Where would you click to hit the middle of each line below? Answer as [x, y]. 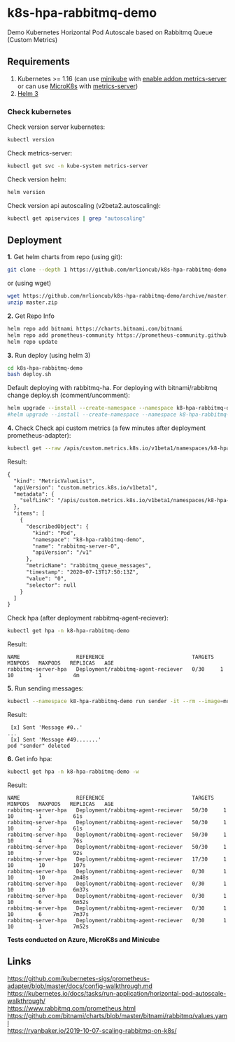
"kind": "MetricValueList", [55, 481]
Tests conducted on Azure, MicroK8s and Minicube [84, 939]
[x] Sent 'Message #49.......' [56, 740]
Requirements [38, 62]
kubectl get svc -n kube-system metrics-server [78, 166]
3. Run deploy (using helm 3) [49, 355]
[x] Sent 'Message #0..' [46, 728]
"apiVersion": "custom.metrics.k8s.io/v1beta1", [86, 487]
